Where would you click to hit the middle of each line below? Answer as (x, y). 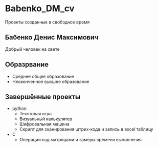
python (19, 108)
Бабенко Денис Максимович (52, 37)
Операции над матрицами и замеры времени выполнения (80, 140)
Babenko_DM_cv (40, 9)
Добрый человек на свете (33, 49)
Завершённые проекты (43, 96)
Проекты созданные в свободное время (47, 22)
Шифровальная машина (44, 124)
